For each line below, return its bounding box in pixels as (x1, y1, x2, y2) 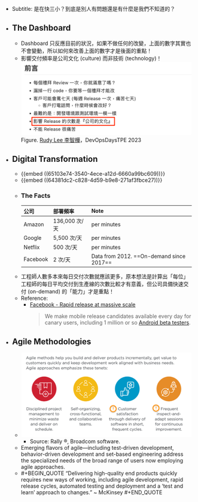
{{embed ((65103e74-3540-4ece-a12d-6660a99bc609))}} (20, 170, 166, 177)
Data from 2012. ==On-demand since (91, 252, 186, 260)
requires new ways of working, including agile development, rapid (20, 476, 184, 483)
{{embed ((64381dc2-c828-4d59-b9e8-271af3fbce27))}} (20, 176, 163, 184)
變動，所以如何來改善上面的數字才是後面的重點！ (31, 47, 153, 54)
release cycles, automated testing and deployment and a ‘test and (20, 482, 184, 490)
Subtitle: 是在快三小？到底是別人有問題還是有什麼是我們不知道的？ (11, 5, 175, 12)
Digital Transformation (11, 154, 98, 164)
